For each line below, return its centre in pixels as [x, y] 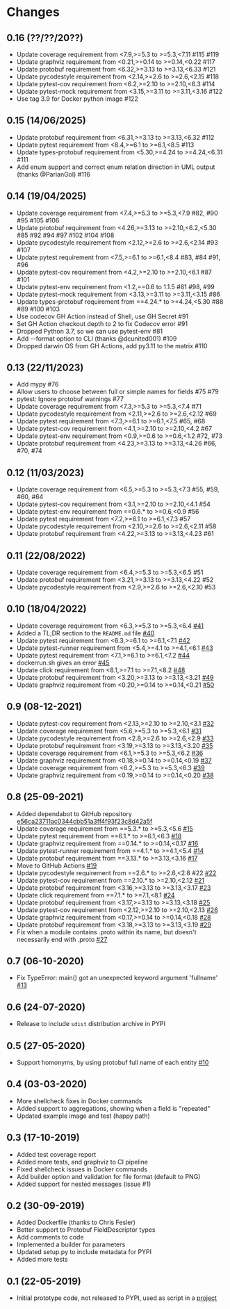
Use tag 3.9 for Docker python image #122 [77, 99]
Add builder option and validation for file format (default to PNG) [108, 1176]
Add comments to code [50, 1237]
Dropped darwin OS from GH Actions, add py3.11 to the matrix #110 [112, 345]
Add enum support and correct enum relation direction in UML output [116, 167]
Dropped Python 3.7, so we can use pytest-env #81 [90, 331]
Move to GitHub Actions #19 [57, 865]
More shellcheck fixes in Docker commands [79, 1101]
